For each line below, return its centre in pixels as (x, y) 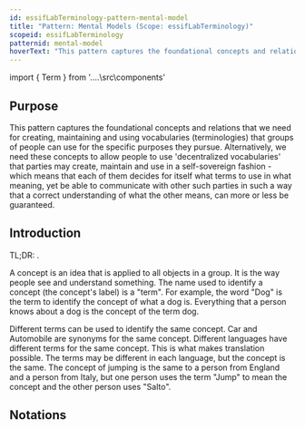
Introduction (45, 234)
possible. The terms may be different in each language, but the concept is (148, 357)
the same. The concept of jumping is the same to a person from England (145, 367)
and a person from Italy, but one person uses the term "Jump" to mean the (148, 376)
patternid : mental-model (56, 43)
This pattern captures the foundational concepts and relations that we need (151, 127)
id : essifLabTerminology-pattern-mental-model (99, 18)
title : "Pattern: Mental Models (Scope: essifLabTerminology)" (132, 26)
